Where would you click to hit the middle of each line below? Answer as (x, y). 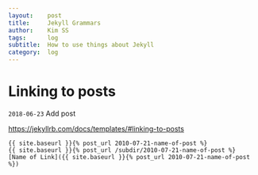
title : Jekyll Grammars (55, 23)
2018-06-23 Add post (42, 113)
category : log (33, 52)
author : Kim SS (39, 30)
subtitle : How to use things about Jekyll (81, 45)
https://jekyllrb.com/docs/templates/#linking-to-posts (96, 128)
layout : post (35, 15)
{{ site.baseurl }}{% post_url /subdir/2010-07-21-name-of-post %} (122, 150)
